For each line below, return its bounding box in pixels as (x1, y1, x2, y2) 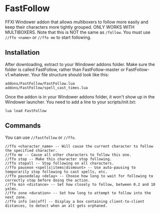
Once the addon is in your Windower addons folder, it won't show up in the (5, 94, 155, 99)
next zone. (5, 195, 27, 199)
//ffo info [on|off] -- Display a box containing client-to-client (5, 199, 145, 204)
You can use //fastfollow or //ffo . (5, 134, 76, 140)
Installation (5, 49, 40, 57)
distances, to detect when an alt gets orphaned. (5, 203, 108, 208)
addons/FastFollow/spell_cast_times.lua (5, 85, 89, 90)
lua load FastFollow (5, 108, 47, 113)
